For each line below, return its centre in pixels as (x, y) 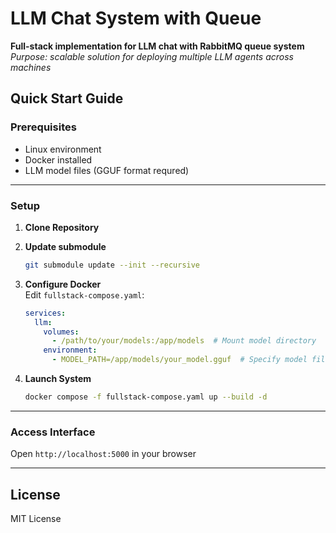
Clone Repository (62, 227)
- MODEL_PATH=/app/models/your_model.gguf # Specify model (179, 360)
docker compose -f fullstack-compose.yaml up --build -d (146, 397)
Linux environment (63, 149)
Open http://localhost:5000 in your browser (103, 454)
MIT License (36, 519)
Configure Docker (63, 284)
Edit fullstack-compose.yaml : (84, 294)
